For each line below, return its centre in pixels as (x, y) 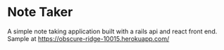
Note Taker (40, 12)
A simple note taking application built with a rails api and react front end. (112, 31)
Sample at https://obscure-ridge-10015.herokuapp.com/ (88, 38)
